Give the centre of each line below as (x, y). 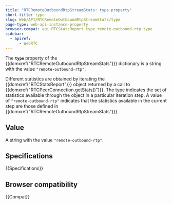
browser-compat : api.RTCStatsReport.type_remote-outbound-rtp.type (79, 29)
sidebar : (15, 34)
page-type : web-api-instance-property (47, 24)
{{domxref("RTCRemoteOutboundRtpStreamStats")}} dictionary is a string (83, 63)
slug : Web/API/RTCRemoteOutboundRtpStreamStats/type (63, 19)
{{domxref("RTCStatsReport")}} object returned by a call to (68, 84)
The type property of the (31, 58)
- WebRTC (28, 44)
